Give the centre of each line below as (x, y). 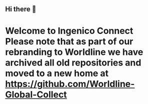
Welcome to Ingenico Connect (69, 31)
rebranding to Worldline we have (74, 52)
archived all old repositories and (73, 62)
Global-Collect (36, 94)
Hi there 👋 (21, 9)
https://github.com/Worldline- (70, 84)
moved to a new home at (57, 73)
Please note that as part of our (69, 41)
